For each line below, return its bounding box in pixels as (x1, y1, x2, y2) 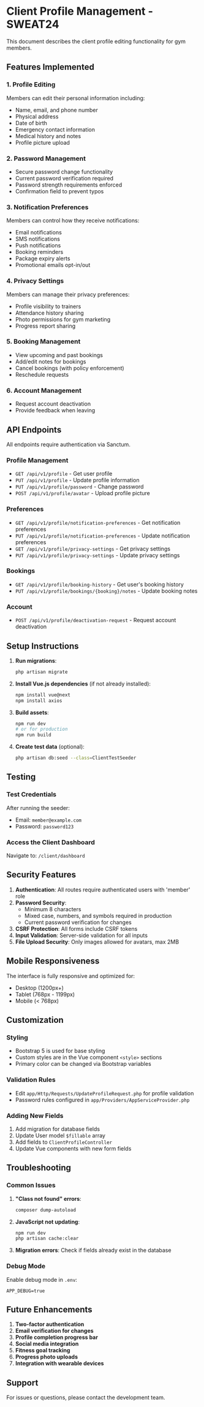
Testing (6, 772, 36, 782)
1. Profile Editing (6, 80, 56, 89)
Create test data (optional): (15, 743, 85, 750)
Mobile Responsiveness (6, 956, 100, 966)
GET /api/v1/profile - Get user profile (15, 470, 113, 477)
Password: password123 (15, 822, 74, 830)
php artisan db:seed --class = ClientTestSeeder (15, 755, 137, 761)
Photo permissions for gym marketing (15, 315, 111, 323)
